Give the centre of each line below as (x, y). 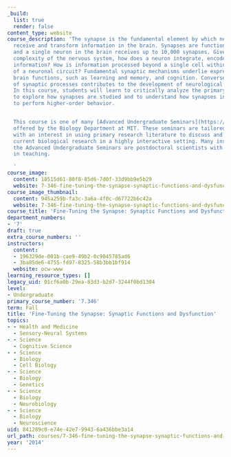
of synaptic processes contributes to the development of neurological (118, 84)
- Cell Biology (35, 366)
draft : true (24, 231)
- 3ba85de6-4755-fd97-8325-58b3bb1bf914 (72, 263)
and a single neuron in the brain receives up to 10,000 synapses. (112, 52)
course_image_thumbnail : (43, 192)
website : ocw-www (38, 269)
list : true (29, 20)
